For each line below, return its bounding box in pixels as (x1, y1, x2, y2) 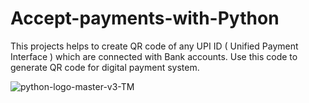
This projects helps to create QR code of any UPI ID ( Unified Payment (10, 40, 299, 52)
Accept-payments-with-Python (10, 7, 280, 30)
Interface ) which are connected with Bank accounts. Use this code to (10, 50, 298, 62)
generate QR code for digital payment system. (10, 61, 200, 73)
